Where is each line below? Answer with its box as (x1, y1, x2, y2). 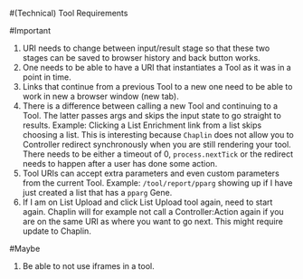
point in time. (22, 72, 71, 82)
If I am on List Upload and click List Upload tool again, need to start (22, 197, 273, 207)
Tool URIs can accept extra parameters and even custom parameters (22, 168, 280, 178)
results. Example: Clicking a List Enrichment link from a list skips (22, 120, 262, 130)
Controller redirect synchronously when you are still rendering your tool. (22, 139, 291, 149)
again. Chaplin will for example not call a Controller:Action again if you (22, 207, 285, 216)
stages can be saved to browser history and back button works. (22, 53, 260, 63)
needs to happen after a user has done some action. (22, 159, 218, 168)
